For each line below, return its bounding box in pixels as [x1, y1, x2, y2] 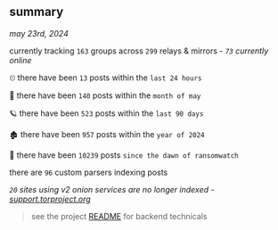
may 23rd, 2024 [9, 28, 69, 38]
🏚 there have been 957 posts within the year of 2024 [9, 128, 205, 139]
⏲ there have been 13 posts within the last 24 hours [9, 72, 202, 83]
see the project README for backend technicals [30, 210, 208, 221]
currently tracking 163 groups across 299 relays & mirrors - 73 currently [9, 45, 269, 56]
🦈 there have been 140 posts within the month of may [9, 90, 201, 101]
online [9, 54, 32, 65]
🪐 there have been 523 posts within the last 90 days [9, 108, 204, 119]
